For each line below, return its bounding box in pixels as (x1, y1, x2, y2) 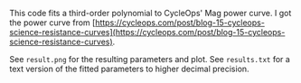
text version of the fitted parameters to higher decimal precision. (9, 63, 250, 74)
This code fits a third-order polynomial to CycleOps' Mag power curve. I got (9, 8, 292, 18)
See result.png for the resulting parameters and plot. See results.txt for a (9, 54, 291, 64)
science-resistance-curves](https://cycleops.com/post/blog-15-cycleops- (9, 27, 286, 37)
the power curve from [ (9, 17, 96, 28)
